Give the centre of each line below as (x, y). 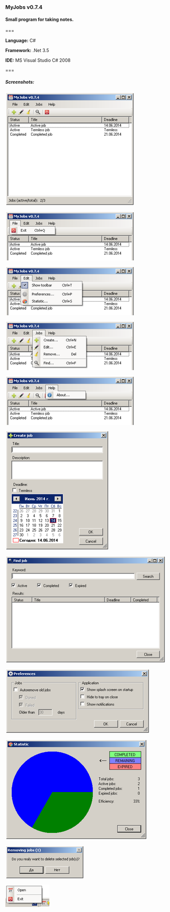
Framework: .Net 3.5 (27, 51)
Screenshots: (20, 82)
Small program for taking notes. (39, 19)
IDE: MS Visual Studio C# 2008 (38, 60)
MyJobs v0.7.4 (24, 7)
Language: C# (21, 41)
